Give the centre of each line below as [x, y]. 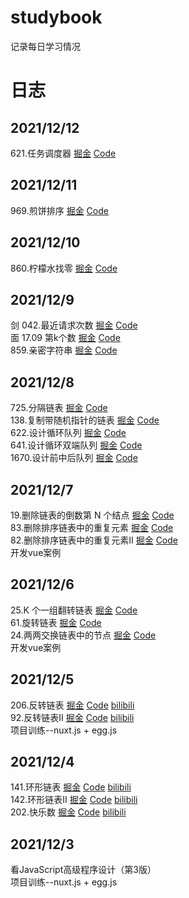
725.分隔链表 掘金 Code [59, 408]
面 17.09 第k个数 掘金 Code [65, 338]
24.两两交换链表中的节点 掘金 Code [83, 635]
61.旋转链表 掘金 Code [56, 622]
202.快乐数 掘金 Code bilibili [68, 812]
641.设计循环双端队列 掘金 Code [76, 445]
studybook [56, 17]
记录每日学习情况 [45, 46]
